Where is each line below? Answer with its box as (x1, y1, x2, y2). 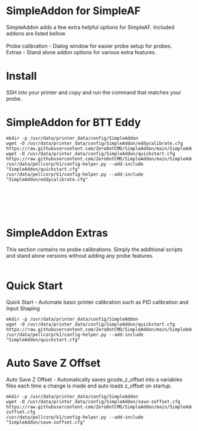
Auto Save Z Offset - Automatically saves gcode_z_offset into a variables (6, 376, 183, 383)
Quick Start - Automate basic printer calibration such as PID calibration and (6, 298, 189, 305)
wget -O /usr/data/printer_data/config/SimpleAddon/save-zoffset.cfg (6, 399, 181, 404)
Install (6, 70, 37, 83)
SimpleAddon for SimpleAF (6, 4, 141, 18)
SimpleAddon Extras (6, 226, 108, 239)
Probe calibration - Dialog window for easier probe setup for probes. (6, 42, 173, 50)
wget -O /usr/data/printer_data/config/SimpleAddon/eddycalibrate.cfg (6, 140, 183, 146)
